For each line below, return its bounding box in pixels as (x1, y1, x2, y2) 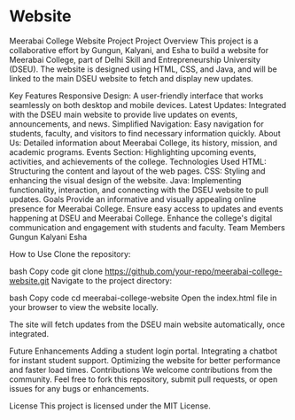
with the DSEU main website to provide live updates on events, (9, 109, 237, 120)
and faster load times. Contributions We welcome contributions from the (9, 364, 273, 375)
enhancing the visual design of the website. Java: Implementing (9, 175, 242, 185)
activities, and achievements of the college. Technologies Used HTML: (9, 156, 268, 167)
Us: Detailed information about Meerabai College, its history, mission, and (9, 137, 277, 148)
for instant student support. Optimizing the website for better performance (9, 354, 281, 365)
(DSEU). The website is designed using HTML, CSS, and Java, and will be (9, 64, 277, 74)
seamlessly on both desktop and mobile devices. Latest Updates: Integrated (9, 99, 287, 110)
